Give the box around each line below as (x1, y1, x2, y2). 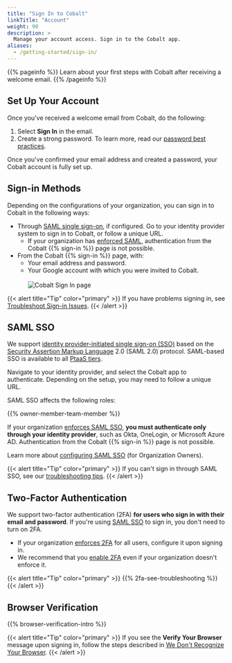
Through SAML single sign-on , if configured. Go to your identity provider (17, 222, 225, 230)
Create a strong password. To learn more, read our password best (17, 134, 206, 143)
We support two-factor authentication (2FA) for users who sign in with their (7, 511, 225, 519)
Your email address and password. (27, 258, 127, 267)
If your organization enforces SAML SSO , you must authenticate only (7, 423, 206, 432)
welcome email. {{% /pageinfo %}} (7, 75, 107, 83)
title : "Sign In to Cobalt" (7, 10, 89, 17)
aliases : (7, 42, 33, 49)
